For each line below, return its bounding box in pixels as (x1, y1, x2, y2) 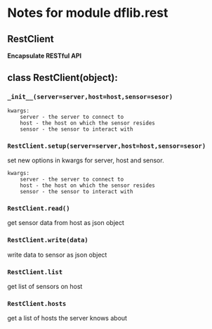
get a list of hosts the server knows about (7, 314, 128, 323)
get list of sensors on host (7, 282, 83, 290)
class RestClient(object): (7, 72, 118, 84)
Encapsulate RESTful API (7, 51, 82, 60)
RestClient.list (7, 268, 63, 276)
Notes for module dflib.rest (7, 5, 168, 21)
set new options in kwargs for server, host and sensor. (7, 156, 164, 164)
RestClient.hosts (7, 299, 67, 307)
